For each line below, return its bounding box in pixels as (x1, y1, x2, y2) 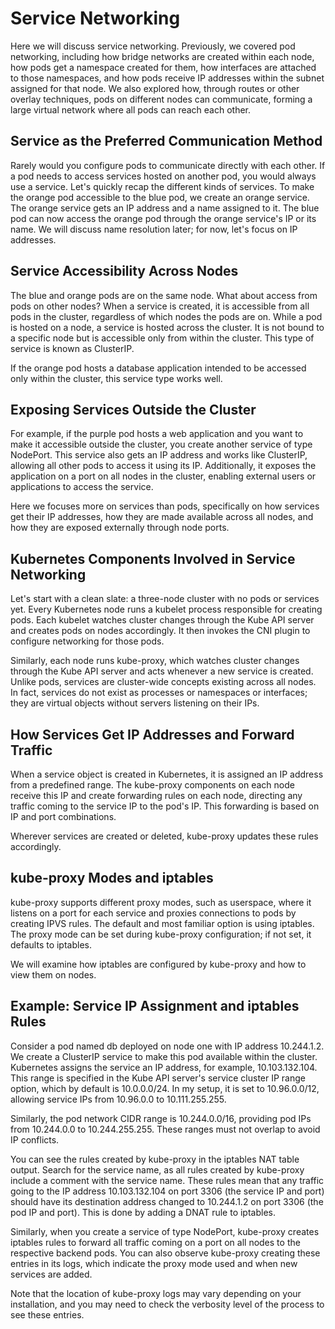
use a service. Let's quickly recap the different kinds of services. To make (10, 180, 315, 192)
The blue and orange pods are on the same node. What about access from (10, 289, 318, 301)
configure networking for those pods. (10, 635, 165, 647)
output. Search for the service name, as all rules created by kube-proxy (10, 1163, 305, 1176)
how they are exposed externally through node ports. (10, 522, 230, 534)
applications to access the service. (10, 481, 154, 493)
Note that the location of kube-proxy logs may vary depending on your (10, 1287, 302, 1299)
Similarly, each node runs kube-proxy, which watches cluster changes (10, 655, 300, 667)
